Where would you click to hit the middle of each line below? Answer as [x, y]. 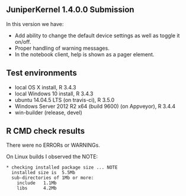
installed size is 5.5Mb [44, 173]
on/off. [23, 41]
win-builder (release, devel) [49, 113]
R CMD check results [46, 131]
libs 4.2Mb [37, 188]
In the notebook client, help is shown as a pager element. [84, 54]
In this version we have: [35, 24]
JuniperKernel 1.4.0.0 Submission [70, 10]
